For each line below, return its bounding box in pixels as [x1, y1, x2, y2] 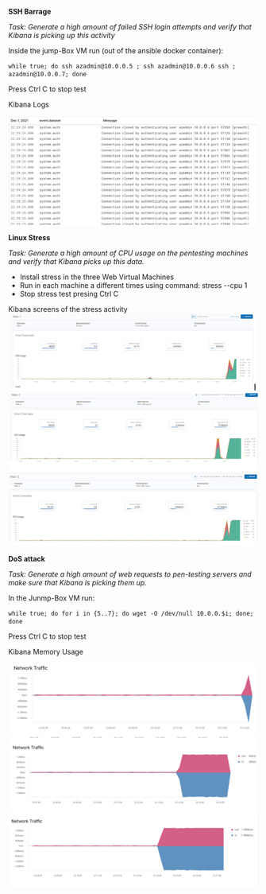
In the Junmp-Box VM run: [8, 593, 95, 603]
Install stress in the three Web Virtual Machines [19, 272, 175, 282]
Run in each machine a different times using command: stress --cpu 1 [19, 281, 248, 290]
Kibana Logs [8, 99, 49, 109]
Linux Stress [8, 233, 51, 242]
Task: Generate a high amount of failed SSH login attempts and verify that [8, 22, 252, 31]
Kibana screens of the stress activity [8, 305, 129, 313]
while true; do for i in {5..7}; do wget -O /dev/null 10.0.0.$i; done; [8, 610, 254, 618]
